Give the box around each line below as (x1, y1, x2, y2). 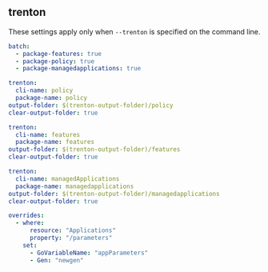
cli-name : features (15, 130, 81, 138)
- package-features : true (15, 50, 102, 58)
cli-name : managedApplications (15, 174, 120, 182)
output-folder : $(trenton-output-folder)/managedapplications (8, 190, 220, 198)
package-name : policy (15, 94, 88, 102)
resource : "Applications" (29, 226, 116, 234)
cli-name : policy (15, 86, 74, 94)
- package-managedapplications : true (15, 65, 142, 73)
